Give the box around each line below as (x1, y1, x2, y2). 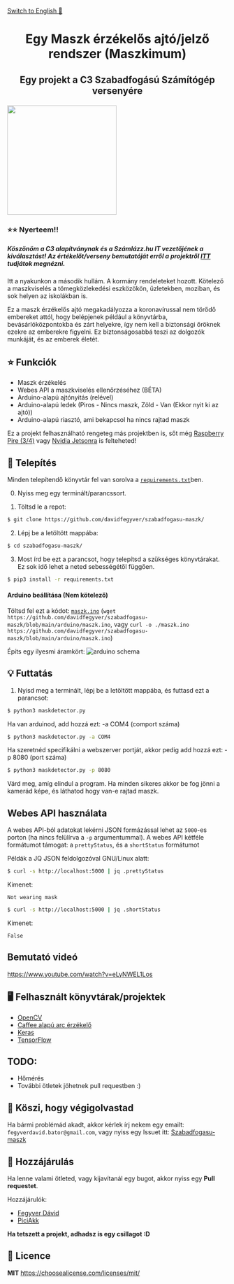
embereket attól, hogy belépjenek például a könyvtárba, (7, 313, 168, 321)
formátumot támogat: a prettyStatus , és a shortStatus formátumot (7, 840, 200, 849)
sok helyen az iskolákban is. (7, 292, 88, 300)
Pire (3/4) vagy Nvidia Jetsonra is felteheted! (7, 437, 137, 445)
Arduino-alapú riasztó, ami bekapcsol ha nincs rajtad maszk (17, 416, 190, 424)
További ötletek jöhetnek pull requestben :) (17, 1082, 141, 1090)
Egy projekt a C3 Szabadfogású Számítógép (20, 73, 215, 85)
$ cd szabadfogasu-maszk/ (7, 542, 82, 549)
